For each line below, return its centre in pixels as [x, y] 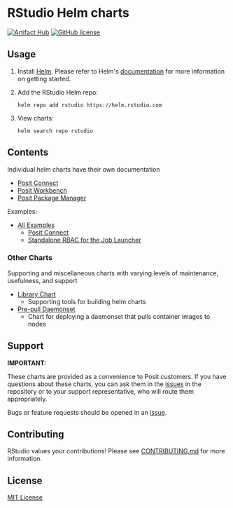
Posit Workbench [42, 190]
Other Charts [30, 258]
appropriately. [27, 399]
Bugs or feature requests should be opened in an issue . [87, 412]
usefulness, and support [42, 280]
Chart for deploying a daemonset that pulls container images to [119, 316]
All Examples [36, 225]
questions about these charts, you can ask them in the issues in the [104, 384]
